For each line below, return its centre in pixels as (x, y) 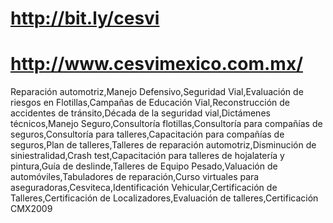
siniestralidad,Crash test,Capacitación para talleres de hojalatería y (147, 156)
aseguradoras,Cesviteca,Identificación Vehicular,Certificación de (144, 188)
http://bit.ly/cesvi (85, 18)
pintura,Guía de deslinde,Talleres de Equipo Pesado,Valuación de (144, 166)
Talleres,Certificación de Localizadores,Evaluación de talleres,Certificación (164, 198)
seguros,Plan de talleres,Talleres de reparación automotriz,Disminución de (163, 145)
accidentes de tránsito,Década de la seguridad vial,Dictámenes (140, 113)
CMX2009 (31, 209)
